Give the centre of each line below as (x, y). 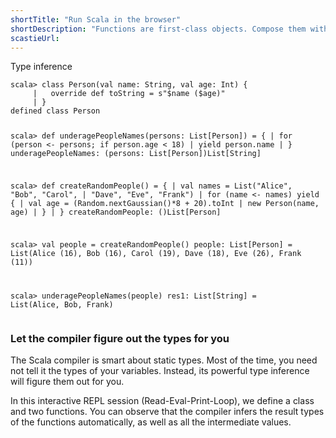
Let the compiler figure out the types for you (120, 338)
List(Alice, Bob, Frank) (62, 304)
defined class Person (55, 111)
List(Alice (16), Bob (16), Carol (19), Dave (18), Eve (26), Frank (156, 253)
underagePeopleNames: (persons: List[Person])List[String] (136, 154)
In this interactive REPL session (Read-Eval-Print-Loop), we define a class (162, 401)
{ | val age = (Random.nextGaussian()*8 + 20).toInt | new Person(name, (165, 204)
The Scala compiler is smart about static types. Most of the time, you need (164, 360)
